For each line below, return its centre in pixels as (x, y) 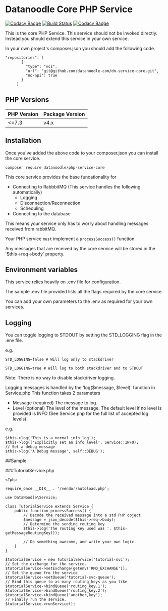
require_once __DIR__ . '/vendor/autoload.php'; (57, 489)
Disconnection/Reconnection (50, 203)
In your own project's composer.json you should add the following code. (80, 48)
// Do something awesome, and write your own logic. (80, 542)
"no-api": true (41, 75)
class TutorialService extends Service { (49, 507)
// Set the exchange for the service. (46, 564)
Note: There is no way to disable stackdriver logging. (60, 378)
